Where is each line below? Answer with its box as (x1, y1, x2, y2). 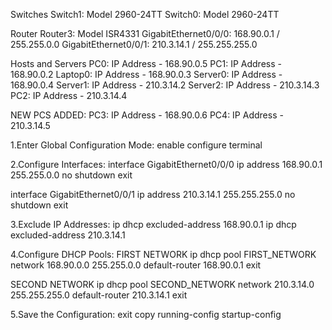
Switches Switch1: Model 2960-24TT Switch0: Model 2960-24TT (10, 9, 280, 20)
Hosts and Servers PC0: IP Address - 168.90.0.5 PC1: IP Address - (10, 58, 282, 69)
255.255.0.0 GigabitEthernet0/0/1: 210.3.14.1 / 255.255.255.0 (10, 39, 258, 50)
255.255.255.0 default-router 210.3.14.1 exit (10, 289, 188, 301)
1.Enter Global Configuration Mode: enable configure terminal (10, 139, 263, 151)
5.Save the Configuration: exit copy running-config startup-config (10, 309, 282, 320)
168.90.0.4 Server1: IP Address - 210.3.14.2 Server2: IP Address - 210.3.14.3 (10, 79, 320, 91)
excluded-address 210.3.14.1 (10, 229, 126, 241)
